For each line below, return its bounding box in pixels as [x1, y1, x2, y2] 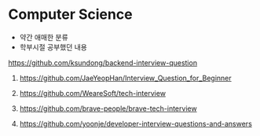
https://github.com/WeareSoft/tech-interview [19, 88, 167, 97]
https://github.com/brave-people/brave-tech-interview [19, 104, 198, 113]
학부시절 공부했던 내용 [19, 42, 88, 52]
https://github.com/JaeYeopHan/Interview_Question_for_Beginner [19, 73, 232, 83]
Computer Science [8, 6, 133, 24]
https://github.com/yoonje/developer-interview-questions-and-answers [19, 119, 253, 128]
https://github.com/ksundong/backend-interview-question [8, 57, 198, 68]
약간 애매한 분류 [19, 32, 68, 42]
